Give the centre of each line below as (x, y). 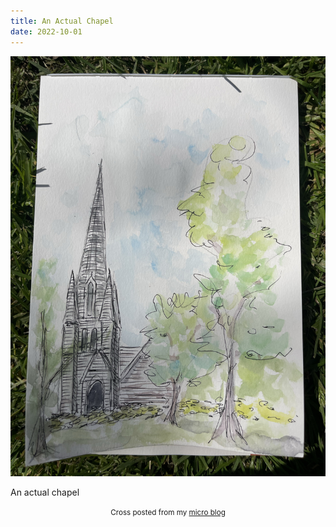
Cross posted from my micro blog (168, 512)
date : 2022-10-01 (46, 31)
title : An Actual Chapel (62, 21)
